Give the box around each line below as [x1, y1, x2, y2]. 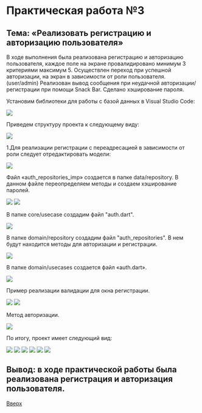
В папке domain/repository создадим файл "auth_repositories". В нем [6, 234, 184, 241]
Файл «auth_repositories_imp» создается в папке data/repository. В [6, 174, 179, 181]
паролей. [6, 187, 30, 193]
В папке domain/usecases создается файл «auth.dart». [6, 264, 147, 271]
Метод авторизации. [6, 311, 60, 318]
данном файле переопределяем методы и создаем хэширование [6, 180, 177, 187]
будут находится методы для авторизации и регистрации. [6, 241, 158, 248]
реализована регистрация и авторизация [6, 374, 173, 384]
